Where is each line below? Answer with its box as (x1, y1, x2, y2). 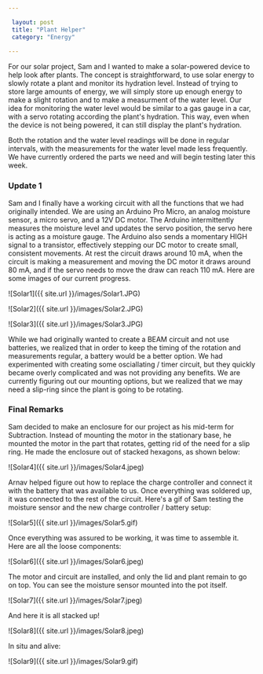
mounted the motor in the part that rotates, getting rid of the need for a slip (8, 438, 250, 448)
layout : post (11, 18, 55, 26)
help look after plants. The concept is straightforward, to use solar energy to (8, 70, 255, 79)
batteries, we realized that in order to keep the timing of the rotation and (8, 343, 241, 352)
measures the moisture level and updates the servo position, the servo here (8, 223, 253, 233)
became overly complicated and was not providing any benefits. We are (8, 367, 241, 378)
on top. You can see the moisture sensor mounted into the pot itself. (8, 580, 228, 590)
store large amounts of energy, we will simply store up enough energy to (8, 87, 243, 97)
